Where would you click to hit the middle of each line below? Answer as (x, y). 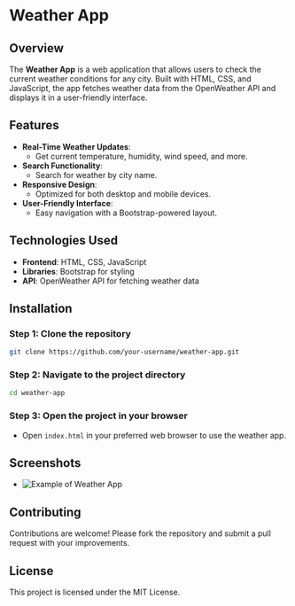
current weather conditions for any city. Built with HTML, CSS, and (130, 79)
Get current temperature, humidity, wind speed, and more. (141, 156)
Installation (41, 309)
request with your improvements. (70, 543)
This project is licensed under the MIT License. (95, 592)
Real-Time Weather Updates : (76, 146)
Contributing (45, 512)
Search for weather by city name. (96, 175)
